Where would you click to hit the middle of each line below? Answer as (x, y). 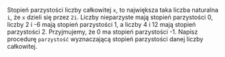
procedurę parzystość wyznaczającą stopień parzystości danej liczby (105, 39)
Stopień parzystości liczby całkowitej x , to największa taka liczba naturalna (113, 10)
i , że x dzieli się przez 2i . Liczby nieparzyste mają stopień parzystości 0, (110, 17)
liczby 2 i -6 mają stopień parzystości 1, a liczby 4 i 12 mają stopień (102, 24)
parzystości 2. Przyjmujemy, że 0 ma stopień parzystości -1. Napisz (103, 32)
